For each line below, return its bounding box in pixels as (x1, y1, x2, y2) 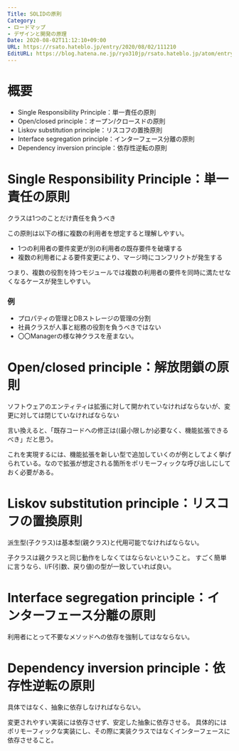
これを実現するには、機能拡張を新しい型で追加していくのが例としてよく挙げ (7, 450, 232, 458)
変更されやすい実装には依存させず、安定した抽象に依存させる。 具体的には (7, 718, 227, 726)
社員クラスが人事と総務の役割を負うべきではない (17, 323, 161, 332)
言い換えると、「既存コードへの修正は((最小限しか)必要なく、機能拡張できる (7, 426, 229, 434)
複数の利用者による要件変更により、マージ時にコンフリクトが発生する (17, 253, 223, 261)
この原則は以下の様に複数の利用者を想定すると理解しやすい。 (7, 229, 188, 237)
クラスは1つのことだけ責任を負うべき (7, 214, 116, 222)
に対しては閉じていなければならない (13, 411, 119, 419)
